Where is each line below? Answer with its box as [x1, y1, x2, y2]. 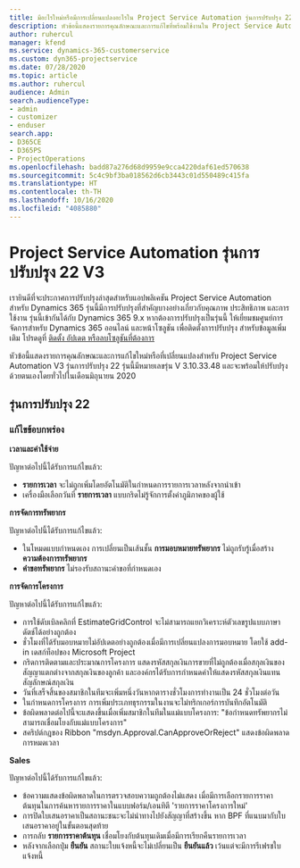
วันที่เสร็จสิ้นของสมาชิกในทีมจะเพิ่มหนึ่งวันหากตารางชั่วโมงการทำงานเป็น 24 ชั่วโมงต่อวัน [21, 687, 280, 697]
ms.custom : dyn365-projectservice [9, 54, 138, 63]
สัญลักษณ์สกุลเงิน [21, 677, 74, 688]
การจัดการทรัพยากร [9, 507, 66, 518]
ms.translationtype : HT [9, 179, 98, 188]
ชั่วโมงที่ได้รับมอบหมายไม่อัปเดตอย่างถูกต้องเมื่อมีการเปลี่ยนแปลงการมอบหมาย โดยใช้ [21, 637, 269, 647]
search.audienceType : [9, 96, 90, 105]
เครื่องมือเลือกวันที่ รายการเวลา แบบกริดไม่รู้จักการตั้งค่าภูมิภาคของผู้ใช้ [21, 489, 225, 500]
